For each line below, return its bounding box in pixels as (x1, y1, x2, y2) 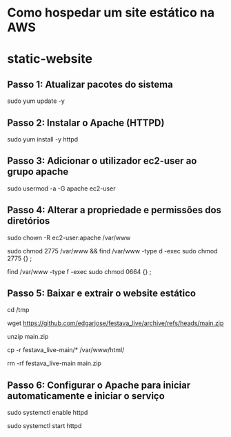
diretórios (7, 215, 50, 227)
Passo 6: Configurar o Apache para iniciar (7, 379, 191, 391)
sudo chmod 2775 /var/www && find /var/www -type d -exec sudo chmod (7, 246, 218, 255)
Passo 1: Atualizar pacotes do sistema (7, 78, 174, 90)
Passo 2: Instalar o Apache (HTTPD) (7, 117, 165, 128)
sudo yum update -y (7, 97, 66, 105)
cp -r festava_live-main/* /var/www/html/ (7, 346, 125, 354)
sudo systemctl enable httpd (7, 409, 88, 417)
